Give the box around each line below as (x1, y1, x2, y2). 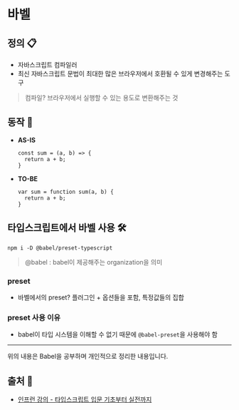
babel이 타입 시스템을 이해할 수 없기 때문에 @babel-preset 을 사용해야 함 (17, 330, 218, 339)
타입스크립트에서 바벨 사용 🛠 (7, 222, 127, 234)
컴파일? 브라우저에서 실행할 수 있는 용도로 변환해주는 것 (24, 93, 179, 102)
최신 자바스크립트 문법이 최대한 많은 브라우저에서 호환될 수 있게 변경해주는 (17, 69, 223, 78)
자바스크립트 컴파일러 (17, 61, 78, 68)
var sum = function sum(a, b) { (17, 188, 114, 195)
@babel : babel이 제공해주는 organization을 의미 (24, 257, 163, 266)
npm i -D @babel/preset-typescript (7, 244, 113, 252)
